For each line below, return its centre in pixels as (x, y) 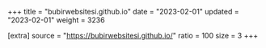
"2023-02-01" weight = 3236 (57, 20)
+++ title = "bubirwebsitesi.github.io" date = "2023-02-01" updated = (123, 12)
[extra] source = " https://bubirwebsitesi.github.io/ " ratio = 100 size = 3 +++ (133, 36)
